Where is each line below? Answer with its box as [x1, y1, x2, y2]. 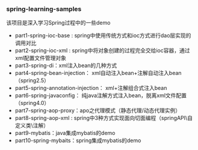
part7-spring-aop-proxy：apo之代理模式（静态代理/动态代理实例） [14, 107, 181, 114]
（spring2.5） [14, 77, 50, 84]
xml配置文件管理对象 [14, 55, 67, 62]
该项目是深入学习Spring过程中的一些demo [6, 19, 111, 26]
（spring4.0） [14, 100, 50, 107]
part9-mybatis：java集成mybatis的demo [14, 130, 116, 137]
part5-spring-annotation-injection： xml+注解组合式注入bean [14, 85, 167, 92]
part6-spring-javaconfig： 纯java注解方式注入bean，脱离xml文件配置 [14, 92, 187, 99]
